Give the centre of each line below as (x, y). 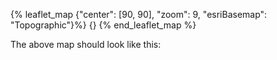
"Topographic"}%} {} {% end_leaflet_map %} (103, 25)
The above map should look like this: (86, 44)
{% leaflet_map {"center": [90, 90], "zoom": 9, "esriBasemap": (139, 14)
